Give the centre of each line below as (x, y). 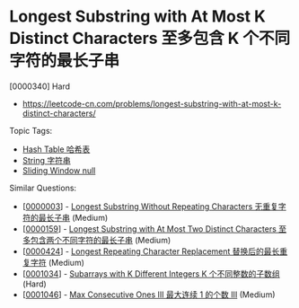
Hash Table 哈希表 (56, 149)
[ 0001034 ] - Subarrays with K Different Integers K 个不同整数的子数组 (151, 273)
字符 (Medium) (57, 262)
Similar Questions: (43, 188)
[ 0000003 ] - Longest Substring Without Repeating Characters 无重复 (150, 206)
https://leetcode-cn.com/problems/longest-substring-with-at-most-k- (152, 103)
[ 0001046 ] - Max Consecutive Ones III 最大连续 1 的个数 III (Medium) (149, 295)
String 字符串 (46, 160)
